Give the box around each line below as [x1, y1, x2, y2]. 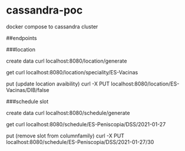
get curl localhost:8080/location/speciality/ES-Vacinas [6, 68, 138, 75]
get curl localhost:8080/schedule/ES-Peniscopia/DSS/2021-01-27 [6, 120, 166, 127]
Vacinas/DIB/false [6, 86, 49, 93]
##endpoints [6, 34, 37, 41]
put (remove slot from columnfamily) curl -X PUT [6, 132, 125, 139]
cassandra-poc [6, 4, 83, 17]
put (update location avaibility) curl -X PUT [6, 80, 110, 87]
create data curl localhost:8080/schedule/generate [6, 109, 130, 116]
